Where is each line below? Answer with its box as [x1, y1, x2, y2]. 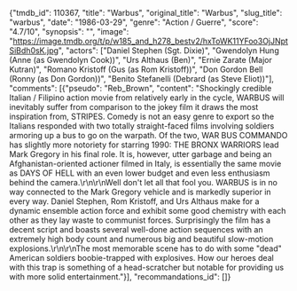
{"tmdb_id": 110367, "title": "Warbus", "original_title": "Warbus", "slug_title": [9, 8, 283, 18]
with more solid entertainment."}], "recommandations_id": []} [9, 271, 231, 282]
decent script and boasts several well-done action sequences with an [9, 224, 263, 234]
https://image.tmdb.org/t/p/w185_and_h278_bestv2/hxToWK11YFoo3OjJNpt [12, 35, 288, 46]
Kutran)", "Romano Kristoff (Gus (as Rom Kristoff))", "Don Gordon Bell [9, 64, 263, 75]
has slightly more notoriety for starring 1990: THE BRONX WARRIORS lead [9, 139, 279, 150]
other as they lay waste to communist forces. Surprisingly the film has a [9, 215, 271, 225]
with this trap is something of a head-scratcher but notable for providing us [9, 262, 285, 272]
